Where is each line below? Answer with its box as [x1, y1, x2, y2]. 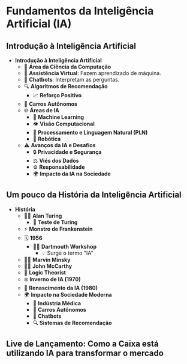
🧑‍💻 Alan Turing [23, 212, 62, 219]
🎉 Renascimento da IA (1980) [23, 284, 98, 291]
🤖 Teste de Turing [32, 218, 78, 226]
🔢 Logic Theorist [23, 268, 66, 276]
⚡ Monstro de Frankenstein [23, 225, 93, 232]
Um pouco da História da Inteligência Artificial [6, 190, 182, 200]
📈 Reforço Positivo [32, 92, 82, 99]
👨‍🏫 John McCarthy [23, 262, 73, 270]
